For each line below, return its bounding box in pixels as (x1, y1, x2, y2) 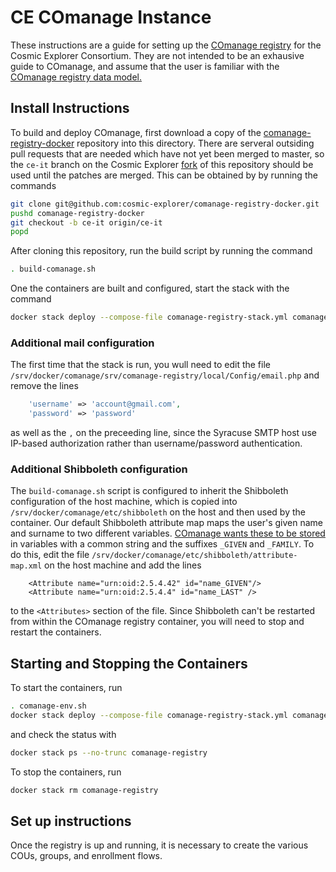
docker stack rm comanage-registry (10, 785, 159, 795)
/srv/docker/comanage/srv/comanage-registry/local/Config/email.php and (10, 369, 320, 381)
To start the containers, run (10, 682, 123, 694)
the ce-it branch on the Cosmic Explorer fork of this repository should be (10, 158, 314, 170)
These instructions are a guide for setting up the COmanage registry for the (10, 39, 322, 51)
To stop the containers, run (10, 766, 122, 778)
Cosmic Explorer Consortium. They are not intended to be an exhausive (10, 49, 305, 61)
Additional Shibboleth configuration (10, 462, 188, 476)
